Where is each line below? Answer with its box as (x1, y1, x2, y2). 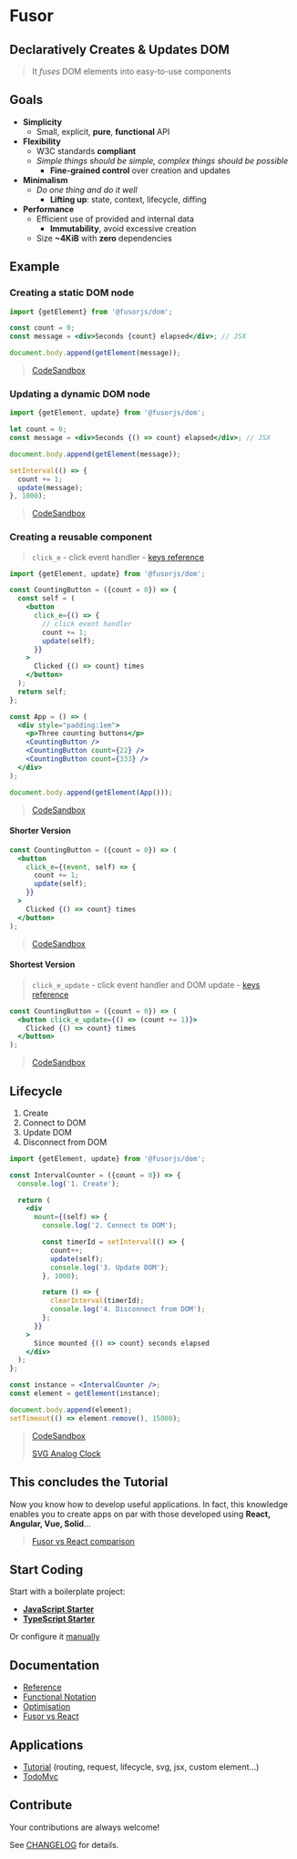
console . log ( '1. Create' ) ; (17, 1179, 120, 1188)
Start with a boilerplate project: (9, 1587, 126, 1597)
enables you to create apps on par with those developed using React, (9, 1508, 271, 1519)
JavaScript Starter (22, 1604, 94, 1615)
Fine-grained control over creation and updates (49, 165, 230, 176)
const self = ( (17, 594, 76, 603)
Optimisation (22, 1701, 71, 1712)
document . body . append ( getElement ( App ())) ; (9, 787, 173, 797)
